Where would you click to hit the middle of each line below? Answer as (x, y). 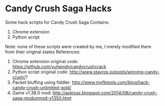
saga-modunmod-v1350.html (42, 98)
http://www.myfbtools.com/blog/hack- (111, 82)
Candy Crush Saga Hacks (58, 9)
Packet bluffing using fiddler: (42, 82)
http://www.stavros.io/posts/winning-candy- (115, 71)
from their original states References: (43, 52)
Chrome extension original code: (45, 61)
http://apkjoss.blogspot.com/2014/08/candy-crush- (105, 93)
